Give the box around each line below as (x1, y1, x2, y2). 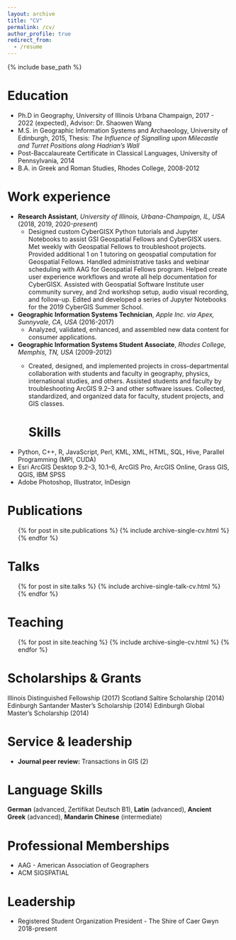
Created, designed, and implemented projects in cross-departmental (28, 361, 229, 370)
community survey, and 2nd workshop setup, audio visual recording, (28, 287, 229, 296)
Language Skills (7, 782, 103, 798)
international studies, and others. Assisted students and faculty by (28, 377, 222, 385)
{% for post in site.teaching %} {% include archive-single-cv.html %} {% (17, 638, 230, 646)
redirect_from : (7, 37, 52, 44)
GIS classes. (28, 399, 65, 408)
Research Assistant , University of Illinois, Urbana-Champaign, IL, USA (17, 212, 225, 221)
